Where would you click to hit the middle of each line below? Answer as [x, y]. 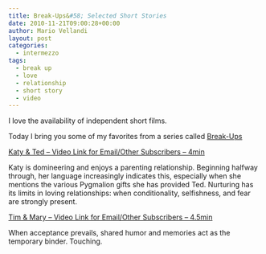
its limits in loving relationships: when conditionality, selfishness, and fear [129, 193]
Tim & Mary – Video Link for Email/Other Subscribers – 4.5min [110, 217]
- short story [39, 90]
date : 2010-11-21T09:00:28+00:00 [64, 23]
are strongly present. [43, 202]
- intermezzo [37, 53]
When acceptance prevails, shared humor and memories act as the [119, 233]
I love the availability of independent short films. [88, 121]
